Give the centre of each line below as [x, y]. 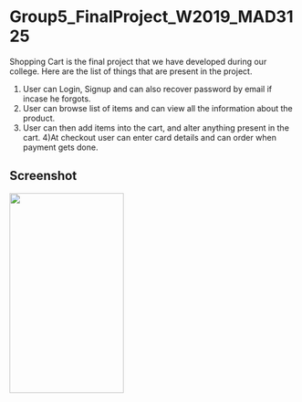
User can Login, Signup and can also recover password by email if [147, 89]
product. [39, 118]
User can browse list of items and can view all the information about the [158, 108]
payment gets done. [60, 147]
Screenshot [43, 176]
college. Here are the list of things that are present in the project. [131, 71]
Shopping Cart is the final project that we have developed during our [138, 61]
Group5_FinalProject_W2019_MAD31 [151, 17]
